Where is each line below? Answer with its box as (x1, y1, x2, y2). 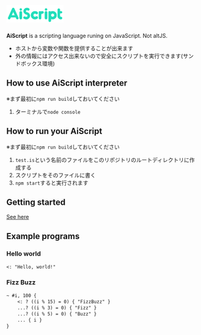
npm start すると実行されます (15, 179, 89, 186)
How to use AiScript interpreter (6, 78, 128, 89)
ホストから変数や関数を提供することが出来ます (15, 45, 133, 52)
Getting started (6, 197, 66, 207)
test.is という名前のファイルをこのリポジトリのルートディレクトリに (15, 156, 189, 163)
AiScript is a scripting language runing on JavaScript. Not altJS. (6, 32, 168, 39)
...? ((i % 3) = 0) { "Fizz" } (17, 305, 97, 311)
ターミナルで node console (15, 108, 81, 115)
